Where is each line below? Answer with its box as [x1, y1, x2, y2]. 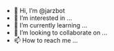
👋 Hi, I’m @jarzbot [13, 7, 66, 14]
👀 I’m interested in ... [13, 14, 73, 22]
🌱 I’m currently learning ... [13, 21, 88, 29]
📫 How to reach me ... [13, 37, 78, 44]
